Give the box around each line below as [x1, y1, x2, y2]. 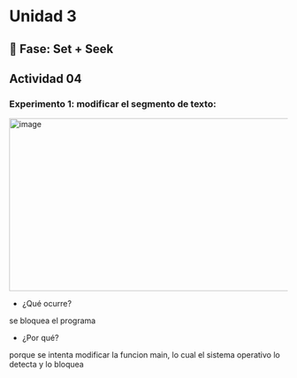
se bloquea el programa [9, 315, 96, 326]
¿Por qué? [21, 333, 59, 344]
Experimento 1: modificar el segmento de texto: [9, 97, 217, 110]
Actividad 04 [9, 71, 82, 86]
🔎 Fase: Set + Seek [9, 42, 114, 57]
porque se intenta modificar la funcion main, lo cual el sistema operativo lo [9, 350, 280, 360]
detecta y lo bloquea [9, 359, 84, 370]
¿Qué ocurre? [21, 299, 72, 309]
